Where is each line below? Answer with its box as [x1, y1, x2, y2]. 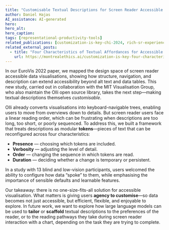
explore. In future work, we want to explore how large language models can [5, 203, 162, 209]
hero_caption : [5, 31, 35, 36]
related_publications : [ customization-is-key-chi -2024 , [5, 40, 125, 45]
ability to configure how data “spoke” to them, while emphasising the [5, 172, 148, 178]
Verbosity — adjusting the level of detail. [12, 146, 98, 152]
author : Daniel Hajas [5, 12, 51, 17]
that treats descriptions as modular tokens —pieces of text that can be [5, 126, 151, 132]
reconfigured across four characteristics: [5, 131, 91, 137]
